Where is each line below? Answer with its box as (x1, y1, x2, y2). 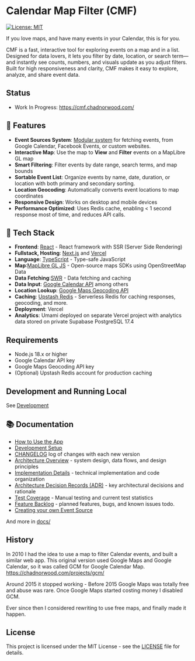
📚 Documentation (6, 420, 74, 430)
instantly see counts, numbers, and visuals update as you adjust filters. (16, 59, 187, 66)
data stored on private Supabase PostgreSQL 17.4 (14, 318, 134, 325)
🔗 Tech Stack (6, 227, 55, 238)
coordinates (14, 192, 44, 199)
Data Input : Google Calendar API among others (14, 281, 128, 288)
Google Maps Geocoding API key (14, 363, 95, 370)
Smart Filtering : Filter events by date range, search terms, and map (14, 161, 177, 168)
